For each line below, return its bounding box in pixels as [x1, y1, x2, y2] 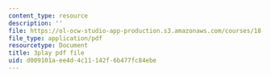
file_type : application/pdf [8, 34, 103, 43]
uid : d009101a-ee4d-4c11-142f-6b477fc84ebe [8, 57, 157, 65]
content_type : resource [8, 11, 89, 20]
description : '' [8, 19, 63, 27]
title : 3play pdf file [8, 49, 85, 57]
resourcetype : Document [8, 42, 89, 50]
